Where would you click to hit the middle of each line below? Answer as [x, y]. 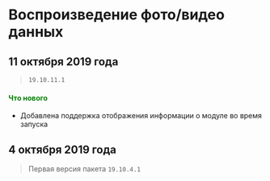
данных [36, 32]
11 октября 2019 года [63, 62]
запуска [34, 124]
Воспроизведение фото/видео [116, 15]
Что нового [28, 97]
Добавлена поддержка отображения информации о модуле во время [141, 116]
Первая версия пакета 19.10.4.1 [84, 169]
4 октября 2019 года [63, 149]
